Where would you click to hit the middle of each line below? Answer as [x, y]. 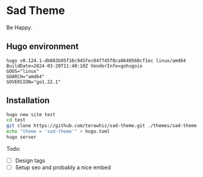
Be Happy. [19, 27]
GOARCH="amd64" [26, 77]
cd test [16, 120]
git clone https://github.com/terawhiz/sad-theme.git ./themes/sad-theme [102, 126]
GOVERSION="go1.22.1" [34, 82]
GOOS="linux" [23, 71]
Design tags [30, 160]
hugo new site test [31, 114]
